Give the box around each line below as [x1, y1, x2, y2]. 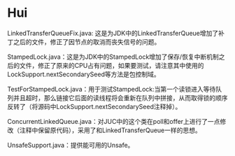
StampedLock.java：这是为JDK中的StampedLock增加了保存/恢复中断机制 [7, 52, 219, 61]
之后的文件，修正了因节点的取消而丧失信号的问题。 [13, 37, 161, 46]
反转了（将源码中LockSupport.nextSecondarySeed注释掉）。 [7, 102, 182, 111]
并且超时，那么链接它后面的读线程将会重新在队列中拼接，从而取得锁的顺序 [13, 93, 228, 102]
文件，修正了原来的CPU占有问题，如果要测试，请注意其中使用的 [19, 61, 204, 69]
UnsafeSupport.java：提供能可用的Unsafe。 [7, 141, 134, 149]
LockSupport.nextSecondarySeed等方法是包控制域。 [7, 70, 160, 78]
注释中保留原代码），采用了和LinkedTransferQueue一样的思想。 [19, 126, 201, 134]
